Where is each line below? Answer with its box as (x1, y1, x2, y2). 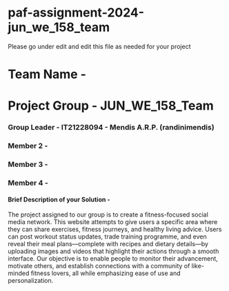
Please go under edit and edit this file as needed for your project (8, 42, 191, 50)
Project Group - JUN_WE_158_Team (8, 98, 215, 114)
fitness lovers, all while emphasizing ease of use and (30, 269, 181, 277)
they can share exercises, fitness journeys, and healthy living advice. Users (8, 225, 222, 234)
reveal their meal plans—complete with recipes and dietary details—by (8, 240, 209, 248)
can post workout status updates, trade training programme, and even (8, 232, 207, 241)
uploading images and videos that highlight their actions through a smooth (8, 247, 219, 256)
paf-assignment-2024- (8, 5, 144, 21)
